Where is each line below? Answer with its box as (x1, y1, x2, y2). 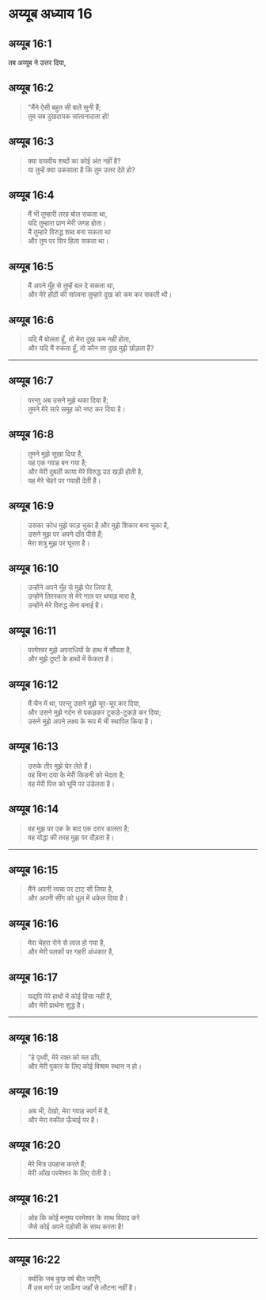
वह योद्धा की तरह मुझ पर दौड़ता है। (27, 832, 115, 842)
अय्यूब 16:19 (8, 1085, 59, 1098)
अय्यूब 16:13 (8, 740, 59, 754)
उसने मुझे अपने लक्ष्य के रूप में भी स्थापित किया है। (27, 716, 154, 726)
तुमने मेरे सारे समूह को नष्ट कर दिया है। (27, 404, 126, 414)
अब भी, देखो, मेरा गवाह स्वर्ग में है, (27, 1105, 110, 1116)
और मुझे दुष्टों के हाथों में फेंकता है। (27, 654, 114, 664)
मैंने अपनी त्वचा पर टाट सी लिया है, (27, 885, 114, 894)
